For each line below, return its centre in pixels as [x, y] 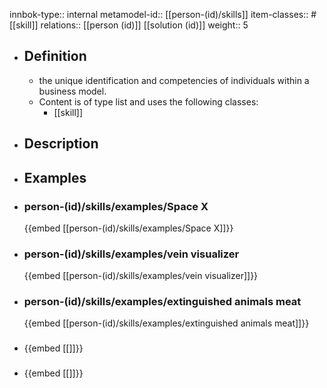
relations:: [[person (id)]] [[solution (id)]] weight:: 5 [144, 25]
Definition [55, 56]
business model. [72, 91]
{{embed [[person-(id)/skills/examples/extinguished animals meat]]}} [166, 323]
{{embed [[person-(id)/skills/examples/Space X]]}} [128, 228]
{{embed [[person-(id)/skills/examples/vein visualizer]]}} [141, 276]
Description [61, 144]
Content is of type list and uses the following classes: [148, 101]
